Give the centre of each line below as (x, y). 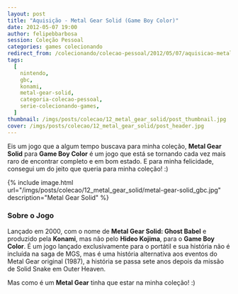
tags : (15, 60)
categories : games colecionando (55, 47)
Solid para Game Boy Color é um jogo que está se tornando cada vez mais (117, 154)
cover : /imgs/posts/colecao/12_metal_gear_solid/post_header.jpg (106, 126)
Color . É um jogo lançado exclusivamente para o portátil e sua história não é (119, 246)
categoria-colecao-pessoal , (61, 100)
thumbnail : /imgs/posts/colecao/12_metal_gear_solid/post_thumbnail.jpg (117, 119)
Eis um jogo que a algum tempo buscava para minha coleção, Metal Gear (114, 146)
